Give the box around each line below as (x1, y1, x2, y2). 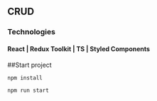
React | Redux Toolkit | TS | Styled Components (7, 44, 151, 53)
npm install (7, 74, 43, 81)
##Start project (7, 60, 52, 69)
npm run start (7, 87, 50, 94)
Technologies (7, 27, 55, 37)
